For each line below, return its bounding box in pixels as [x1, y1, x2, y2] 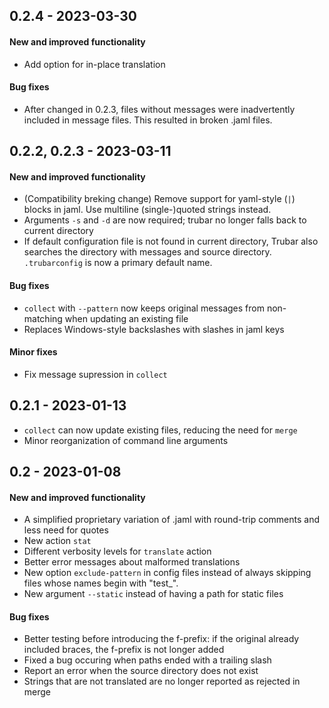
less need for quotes [23, 524, 109, 536]
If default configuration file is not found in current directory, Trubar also [23, 235, 319, 248]
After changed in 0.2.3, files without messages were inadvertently [23, 103, 296, 115]
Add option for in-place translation [23, 58, 166, 70]
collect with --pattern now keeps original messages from [23, 302, 265, 314]
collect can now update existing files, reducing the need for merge [23, 424, 298, 436]
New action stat [23, 535, 92, 547]
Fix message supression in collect [23, 368, 168, 380]
